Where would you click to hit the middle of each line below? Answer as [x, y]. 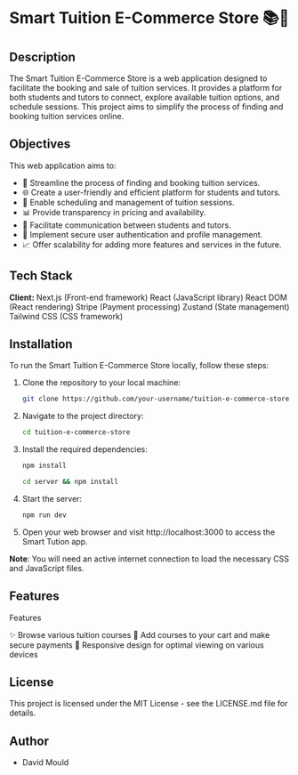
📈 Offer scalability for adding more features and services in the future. [152, 244]
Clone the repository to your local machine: [101, 383]
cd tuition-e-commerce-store [76, 432]
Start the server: [52, 498]
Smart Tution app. [55, 541]
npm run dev [44, 515]
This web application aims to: [63, 165]
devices [24, 654]
